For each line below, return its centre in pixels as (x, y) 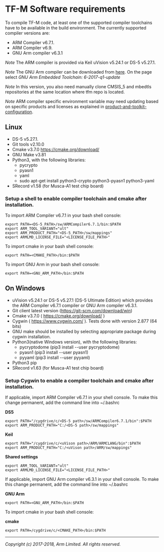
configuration (19, 112)
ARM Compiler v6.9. (32, 48)
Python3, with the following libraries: (49, 160)
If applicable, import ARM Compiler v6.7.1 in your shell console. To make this (81, 398)
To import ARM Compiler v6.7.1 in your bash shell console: (63, 215)
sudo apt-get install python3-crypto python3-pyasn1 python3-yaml (87, 180)
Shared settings (21, 457)
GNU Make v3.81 (29, 154)
